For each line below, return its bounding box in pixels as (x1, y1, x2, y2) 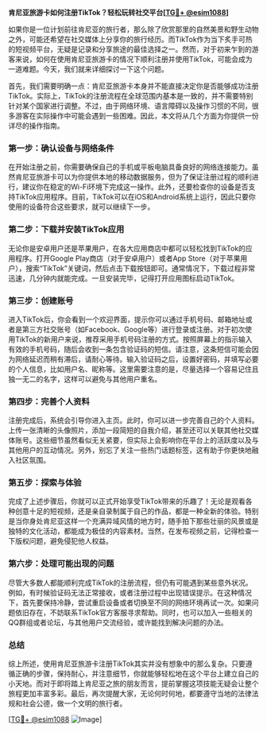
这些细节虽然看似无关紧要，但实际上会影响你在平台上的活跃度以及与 (35, 436, 259, 445)
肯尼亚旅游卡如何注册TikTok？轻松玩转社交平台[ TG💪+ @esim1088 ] (8, 8, 229, 17)
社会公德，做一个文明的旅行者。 (21, 699, 127, 708)
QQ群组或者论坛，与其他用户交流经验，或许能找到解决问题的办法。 (8, 618, 228, 627)
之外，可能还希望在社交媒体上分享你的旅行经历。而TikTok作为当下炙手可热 (8, 35, 253, 44)
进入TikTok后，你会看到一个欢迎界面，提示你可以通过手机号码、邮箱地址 (8, 314, 246, 324)
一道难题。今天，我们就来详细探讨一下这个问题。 (8, 64, 168, 74)
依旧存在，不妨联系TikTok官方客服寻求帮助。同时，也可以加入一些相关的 (14, 607, 253, 617)
